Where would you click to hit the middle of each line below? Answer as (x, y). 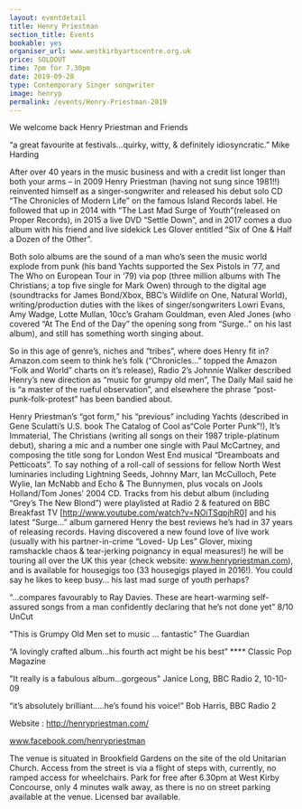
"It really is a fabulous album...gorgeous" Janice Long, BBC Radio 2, (136, 679)
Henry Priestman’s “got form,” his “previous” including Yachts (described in (149, 417)
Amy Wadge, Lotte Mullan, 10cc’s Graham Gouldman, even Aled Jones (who (150, 315)
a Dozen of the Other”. (51, 240)
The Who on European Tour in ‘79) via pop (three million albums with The (145, 276)
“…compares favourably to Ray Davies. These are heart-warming (130, 597)
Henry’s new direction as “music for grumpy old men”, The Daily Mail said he (151, 380)
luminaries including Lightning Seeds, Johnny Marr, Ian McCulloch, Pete (143, 475)
